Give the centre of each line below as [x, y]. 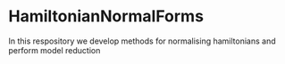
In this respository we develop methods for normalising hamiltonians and [142, 41]
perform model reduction [54, 50]
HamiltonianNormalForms [106, 16]
